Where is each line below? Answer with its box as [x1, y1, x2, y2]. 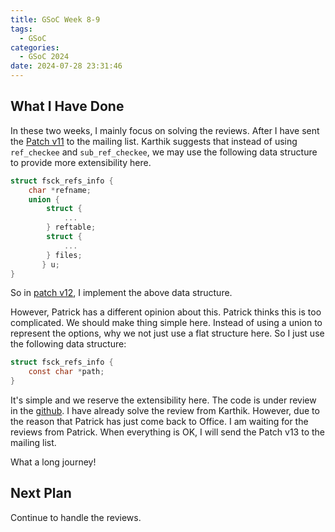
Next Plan [10, 485, 72, 502]
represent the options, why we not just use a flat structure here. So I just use [10, 327, 325, 340]
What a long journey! [10, 456, 97, 468]
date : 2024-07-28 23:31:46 [10, 61, 123, 71]
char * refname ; [28, 185, 92, 195]
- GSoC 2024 [19, 52, 70, 62]
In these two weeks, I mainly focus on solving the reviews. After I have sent [10, 124, 320, 136]
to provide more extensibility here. [10, 156, 152, 168]
